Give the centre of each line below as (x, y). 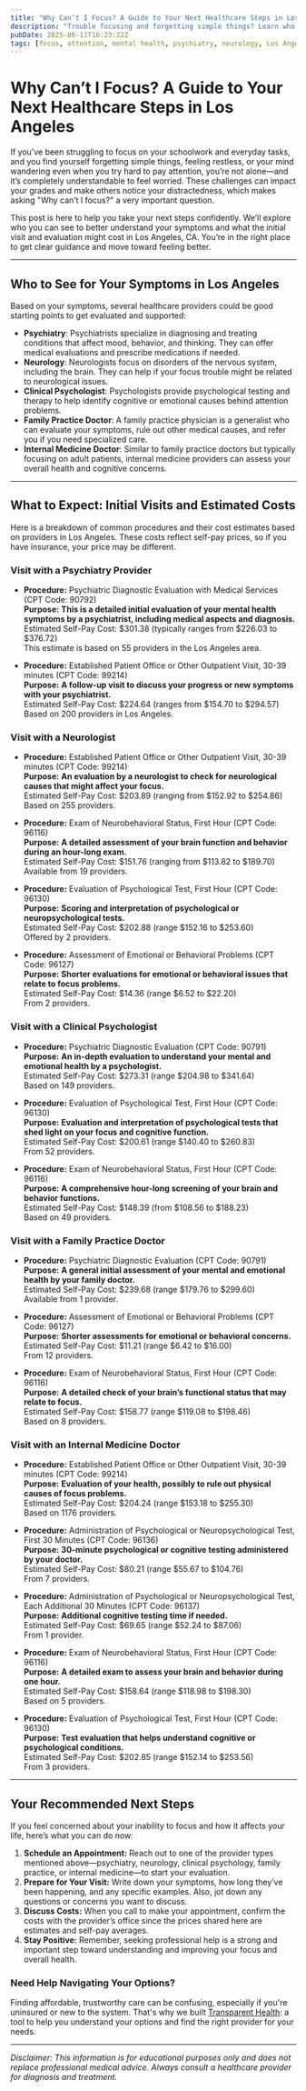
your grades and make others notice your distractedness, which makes (143, 191)
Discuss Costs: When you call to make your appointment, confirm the (154, 1911)
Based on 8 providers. (65, 1421)
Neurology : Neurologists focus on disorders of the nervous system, (150, 362)
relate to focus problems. (72, 984)
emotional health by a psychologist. (93, 1066)
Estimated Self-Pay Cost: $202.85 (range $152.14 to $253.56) (138, 1757)
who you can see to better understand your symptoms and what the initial (148, 227)
